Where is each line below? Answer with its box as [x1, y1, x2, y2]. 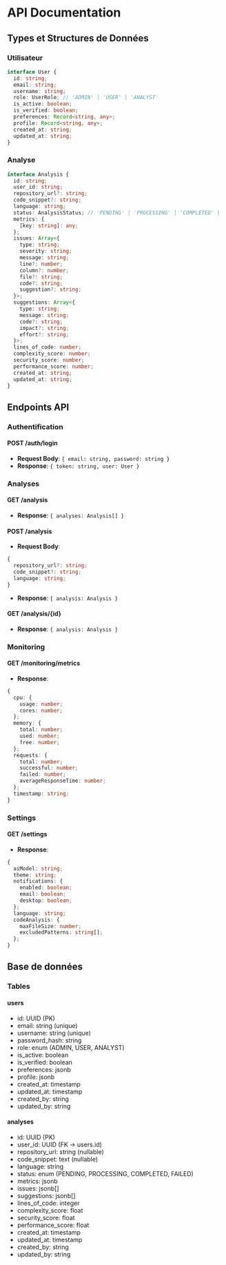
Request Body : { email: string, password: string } [17, 454, 170, 462]
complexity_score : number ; [13, 350, 91, 358]
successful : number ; [19, 765, 79, 772]
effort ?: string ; [19, 331, 70, 338]
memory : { [13, 720, 41, 727]
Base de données [7, 961, 83, 973]
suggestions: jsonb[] [17, 1191, 76, 1200]
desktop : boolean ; [19, 897, 72, 904]
